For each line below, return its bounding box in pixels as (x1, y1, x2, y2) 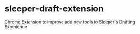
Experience (4, 24, 28, 29)
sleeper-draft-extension (4, 3, 104, 14)
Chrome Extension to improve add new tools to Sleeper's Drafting (4, 19, 135, 25)
